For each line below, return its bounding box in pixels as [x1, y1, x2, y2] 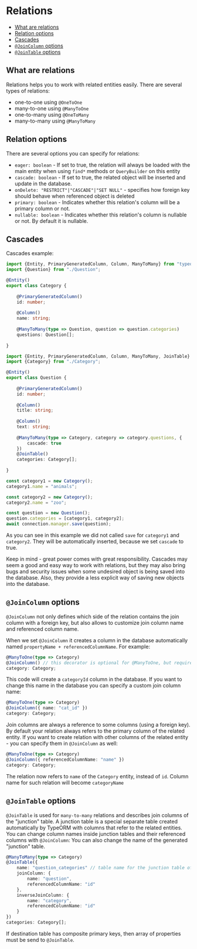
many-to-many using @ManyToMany [14, 117, 96, 124]
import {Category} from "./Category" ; [6, 359, 101, 365]
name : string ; [16, 316, 51, 321]
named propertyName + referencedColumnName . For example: [6, 643, 151, 650]
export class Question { [6, 375, 67, 381]
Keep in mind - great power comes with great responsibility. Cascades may [6, 555, 188, 562]
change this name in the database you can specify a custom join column [6, 682, 181, 689]
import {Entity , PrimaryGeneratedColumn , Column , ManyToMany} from [6, 261, 175, 267]
